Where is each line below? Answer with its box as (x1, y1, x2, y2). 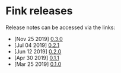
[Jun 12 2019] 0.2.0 (14, 47, 62, 55)
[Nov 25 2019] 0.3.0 (14, 35, 63, 42)
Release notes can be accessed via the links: (5, 24, 116, 31)
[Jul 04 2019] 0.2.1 (14, 42, 60, 49)
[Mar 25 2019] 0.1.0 (14, 61, 62, 68)
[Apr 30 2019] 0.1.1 (14, 54, 60, 61)
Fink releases (5, 4, 73, 18)
